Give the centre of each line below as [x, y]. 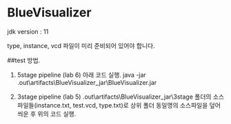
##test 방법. [24, 60]
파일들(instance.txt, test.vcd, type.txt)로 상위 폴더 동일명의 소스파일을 [112, 105]
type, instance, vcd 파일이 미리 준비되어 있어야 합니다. [81, 45]
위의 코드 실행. [57, 114]
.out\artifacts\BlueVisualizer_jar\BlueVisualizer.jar [87, 82]
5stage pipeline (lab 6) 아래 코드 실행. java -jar [81, 75]
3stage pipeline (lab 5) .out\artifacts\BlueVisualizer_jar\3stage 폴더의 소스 [121, 97]
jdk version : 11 [28, 32]
